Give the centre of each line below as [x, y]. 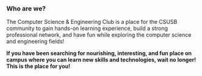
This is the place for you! [38, 66]
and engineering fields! [35, 42]
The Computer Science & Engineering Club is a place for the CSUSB [92, 22]
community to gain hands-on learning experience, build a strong [87, 28]
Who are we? [26, 9]
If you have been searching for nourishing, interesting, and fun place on [99, 53]
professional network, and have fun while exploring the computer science [99, 35]
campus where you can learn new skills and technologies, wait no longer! [101, 60]
